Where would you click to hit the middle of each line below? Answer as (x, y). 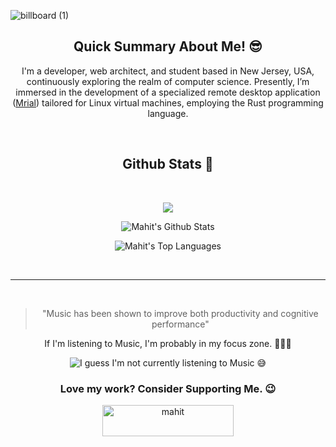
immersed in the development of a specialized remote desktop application (168, 92)
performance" (180, 324)
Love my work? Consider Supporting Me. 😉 (168, 388)
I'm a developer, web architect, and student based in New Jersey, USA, (168, 71)
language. (168, 113)
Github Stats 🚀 (168, 164)
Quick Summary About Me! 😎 (168, 46)
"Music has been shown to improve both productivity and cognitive (180, 313)
